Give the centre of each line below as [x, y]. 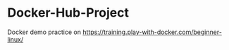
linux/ [16, 39]
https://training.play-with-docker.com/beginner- [152, 32]
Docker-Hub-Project [68, 13]
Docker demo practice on [44, 32]
